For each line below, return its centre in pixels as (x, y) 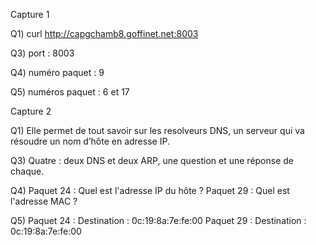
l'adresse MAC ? (44, 201)
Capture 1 (30, 14)
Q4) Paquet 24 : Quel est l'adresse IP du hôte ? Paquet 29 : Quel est (150, 190)
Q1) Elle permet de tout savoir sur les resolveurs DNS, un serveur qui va (157, 130)
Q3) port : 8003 (42, 53)
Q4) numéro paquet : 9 (57, 72)
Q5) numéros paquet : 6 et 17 (70, 92)
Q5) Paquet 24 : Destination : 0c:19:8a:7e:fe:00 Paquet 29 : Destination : (158, 220)
